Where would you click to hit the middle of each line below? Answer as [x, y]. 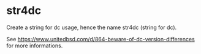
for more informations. [35, 46]
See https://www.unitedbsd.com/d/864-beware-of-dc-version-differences [100, 39]
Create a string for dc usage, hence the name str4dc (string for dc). [92, 27]
